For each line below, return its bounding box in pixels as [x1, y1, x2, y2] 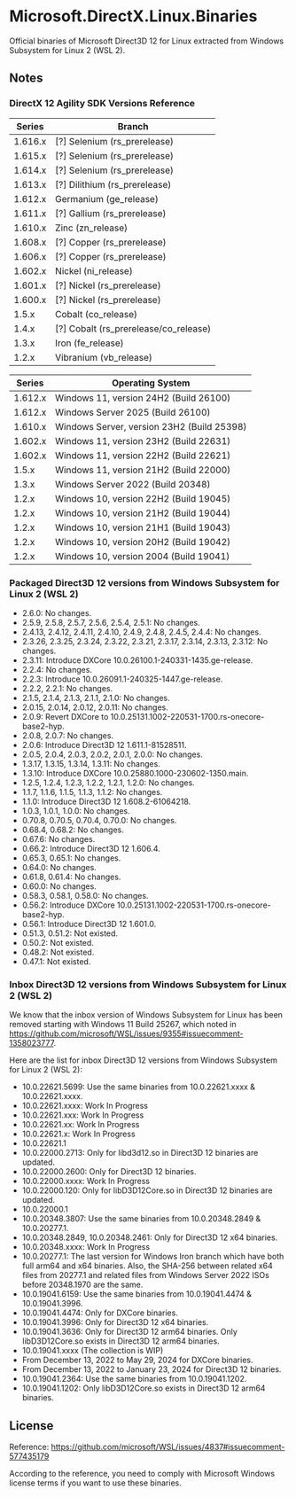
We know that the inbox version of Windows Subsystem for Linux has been [9, 1010, 284, 1020]
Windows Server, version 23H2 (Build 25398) [54, 420, 247, 433]
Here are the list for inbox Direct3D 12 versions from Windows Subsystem [9, 1055, 277, 1065]
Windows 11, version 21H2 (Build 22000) [54, 464, 231, 476]
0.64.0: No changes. [21, 862, 97, 872]
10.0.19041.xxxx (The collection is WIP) [21, 1345, 164, 1356]
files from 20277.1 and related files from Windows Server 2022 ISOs [21, 1270, 270, 1281]
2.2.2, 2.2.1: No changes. [21, 682, 113, 693]
